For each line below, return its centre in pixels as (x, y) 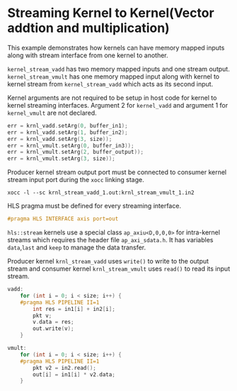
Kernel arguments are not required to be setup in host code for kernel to (112, 98)
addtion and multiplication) (88, 28)
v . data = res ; (53, 322)
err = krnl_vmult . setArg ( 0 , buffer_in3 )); (71, 146)
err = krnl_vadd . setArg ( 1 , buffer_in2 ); (68, 132)
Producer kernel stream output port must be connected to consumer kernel (117, 172)
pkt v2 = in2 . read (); (65, 368)
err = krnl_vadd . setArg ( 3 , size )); (60, 139)
